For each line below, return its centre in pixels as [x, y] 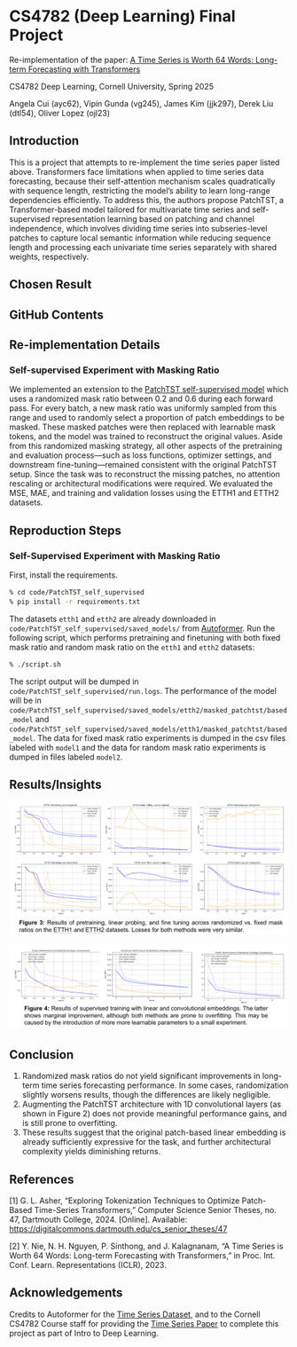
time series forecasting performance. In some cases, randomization [165, 1085]
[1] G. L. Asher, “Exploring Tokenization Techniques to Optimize [125, 1201]
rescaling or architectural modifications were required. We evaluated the [141, 484]
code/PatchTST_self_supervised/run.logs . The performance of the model [143, 690]
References [42, 1179]
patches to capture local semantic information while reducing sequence [140, 238]
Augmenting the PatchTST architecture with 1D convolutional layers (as [152, 1104]
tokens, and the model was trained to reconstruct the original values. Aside [146, 437]
